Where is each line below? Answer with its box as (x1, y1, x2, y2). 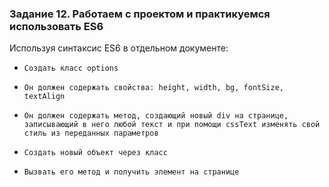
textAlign (23, 92, 66, 102)
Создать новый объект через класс (23, 148, 168, 158)
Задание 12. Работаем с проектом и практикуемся (9, 7, 271, 21)
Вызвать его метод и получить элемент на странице (23, 167, 240, 177)
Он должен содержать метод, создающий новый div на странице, (23, 111, 289, 121)
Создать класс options (23, 63, 119, 74)
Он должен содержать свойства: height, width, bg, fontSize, (23, 83, 285, 93)
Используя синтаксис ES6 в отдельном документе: (9, 42, 229, 54)
